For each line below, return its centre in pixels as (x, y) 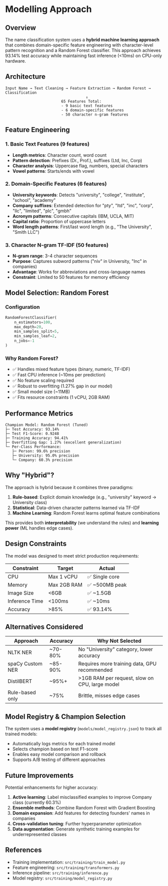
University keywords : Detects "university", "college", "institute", (78, 195)
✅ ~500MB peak (107, 585)
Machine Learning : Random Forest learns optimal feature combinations (86, 513)
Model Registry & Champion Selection (65, 717)
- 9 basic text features (87, 106)
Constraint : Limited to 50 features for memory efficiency (71, 277)
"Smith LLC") (26, 232)
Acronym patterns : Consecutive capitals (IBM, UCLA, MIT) (73, 216)
